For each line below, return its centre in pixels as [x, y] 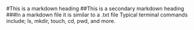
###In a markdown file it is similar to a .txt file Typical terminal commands [97, 15]
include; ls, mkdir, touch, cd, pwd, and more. [61, 21]
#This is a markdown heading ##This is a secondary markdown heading [95, 9]
